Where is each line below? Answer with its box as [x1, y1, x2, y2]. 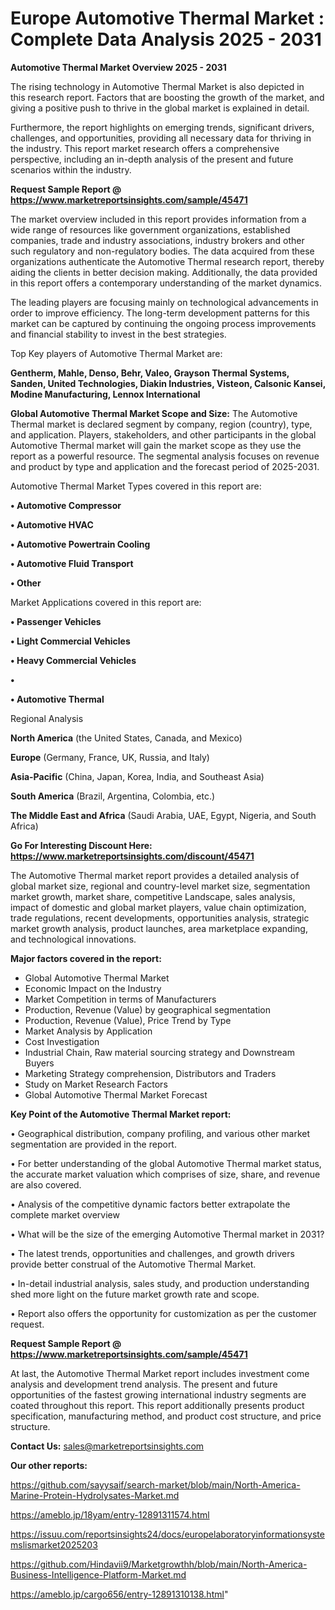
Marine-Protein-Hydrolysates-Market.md [10, 1489, 180, 1501]
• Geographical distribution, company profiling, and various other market [10, 1127, 311, 1139]
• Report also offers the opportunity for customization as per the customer [10, 1307, 317, 1319]
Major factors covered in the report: [10, 952, 162, 964]
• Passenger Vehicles [10, 615, 102, 627]
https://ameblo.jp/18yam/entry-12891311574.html [10, 1508, 210, 1521]
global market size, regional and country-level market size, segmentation [10, 880, 311, 892]
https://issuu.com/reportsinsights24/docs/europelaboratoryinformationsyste [10, 1528, 325, 1540]
